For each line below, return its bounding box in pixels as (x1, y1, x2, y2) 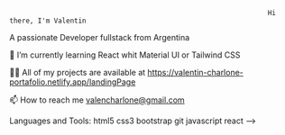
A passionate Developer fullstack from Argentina (9, 32, 190, 42)
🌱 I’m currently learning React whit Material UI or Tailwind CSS (9, 49, 241, 60)
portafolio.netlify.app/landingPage (9, 76, 136, 87)
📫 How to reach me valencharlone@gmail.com (9, 94, 185, 105)
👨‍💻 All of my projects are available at (9, 67, 146, 77)
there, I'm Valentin (9, 16, 87, 25)
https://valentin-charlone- (147, 67, 244, 77)
